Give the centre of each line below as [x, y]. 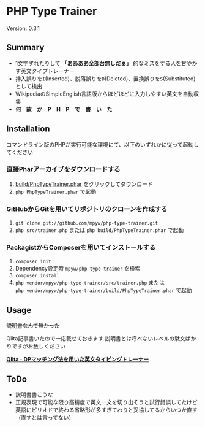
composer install [37, 276]
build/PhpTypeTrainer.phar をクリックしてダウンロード [84, 184]
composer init [33, 262]
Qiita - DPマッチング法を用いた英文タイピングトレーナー [78, 360]
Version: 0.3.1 [23, 28]
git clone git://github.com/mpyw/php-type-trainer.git [87, 223]
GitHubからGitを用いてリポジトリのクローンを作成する [87, 209]
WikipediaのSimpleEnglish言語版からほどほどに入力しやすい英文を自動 [104, 94]
